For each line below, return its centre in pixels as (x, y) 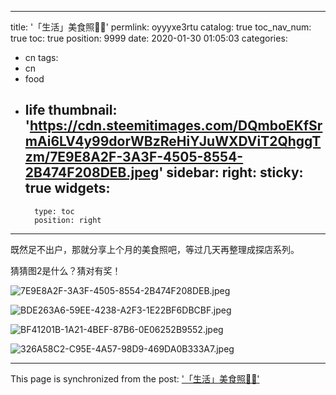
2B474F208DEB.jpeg (92, 172)
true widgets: (67, 188)
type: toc (54, 211)
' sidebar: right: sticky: (231, 172)
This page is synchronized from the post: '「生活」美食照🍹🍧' (135, 378)
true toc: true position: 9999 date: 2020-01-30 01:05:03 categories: (149, 38)
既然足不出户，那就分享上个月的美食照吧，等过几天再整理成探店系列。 (155, 249)
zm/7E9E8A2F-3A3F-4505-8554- (134, 157)
